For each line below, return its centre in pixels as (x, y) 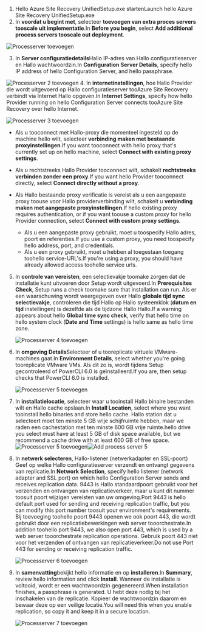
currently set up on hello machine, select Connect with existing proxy (103, 152)
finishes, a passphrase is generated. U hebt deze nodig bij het (93, 592)
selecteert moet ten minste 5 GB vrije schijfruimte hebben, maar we (99, 421)
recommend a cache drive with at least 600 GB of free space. (92, 440)
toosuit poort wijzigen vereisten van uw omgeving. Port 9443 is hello (100, 497)
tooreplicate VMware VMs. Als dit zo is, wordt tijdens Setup (89, 365)
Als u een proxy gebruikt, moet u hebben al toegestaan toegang (104, 252)
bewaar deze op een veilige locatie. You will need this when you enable (104, 605)
